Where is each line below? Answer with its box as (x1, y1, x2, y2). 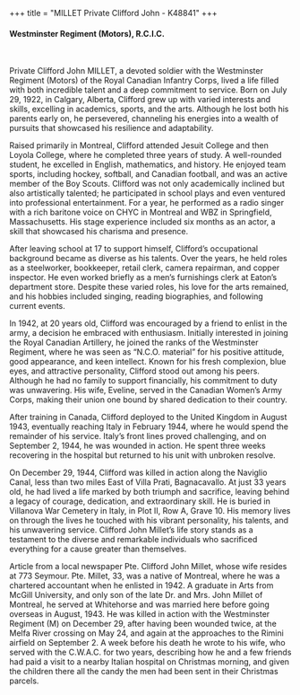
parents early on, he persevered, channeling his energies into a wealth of (9, 113, 279, 124)
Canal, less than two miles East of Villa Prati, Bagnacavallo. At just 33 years (9, 477, 287, 488)
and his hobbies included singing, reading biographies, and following (9, 291, 263, 302)
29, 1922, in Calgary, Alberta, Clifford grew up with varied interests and (9, 94, 271, 105)
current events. (9, 301, 65, 312)
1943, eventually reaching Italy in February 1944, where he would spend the (9, 421, 289, 432)
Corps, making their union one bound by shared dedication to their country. (9, 394, 288, 405)
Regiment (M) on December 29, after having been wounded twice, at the (9, 619, 278, 629)
